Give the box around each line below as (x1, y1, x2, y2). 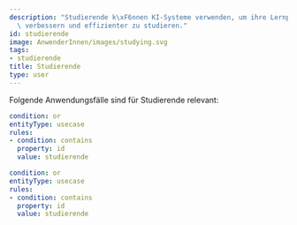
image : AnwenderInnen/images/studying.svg (9, 37, 168, 47)
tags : (9, 46, 29, 55)
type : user (9, 71, 49, 79)
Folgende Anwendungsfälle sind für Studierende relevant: (9, 94, 219, 105)
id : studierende (9, 29, 69, 38)
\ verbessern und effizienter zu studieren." (17, 21, 188, 30)
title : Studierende (9, 63, 81, 71)
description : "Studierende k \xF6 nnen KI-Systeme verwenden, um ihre (9, 12, 267, 22)
